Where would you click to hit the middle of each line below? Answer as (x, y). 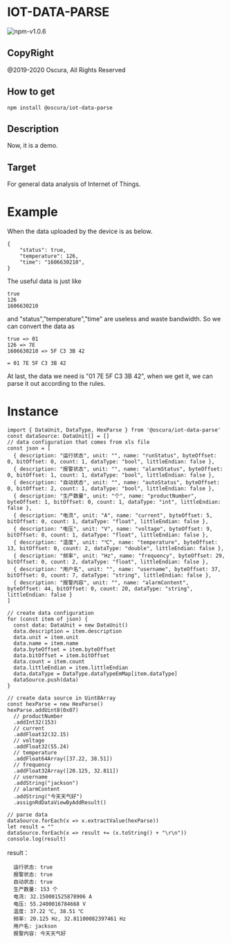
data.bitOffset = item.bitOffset (62, 656)
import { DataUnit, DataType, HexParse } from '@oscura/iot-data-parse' (114, 430)
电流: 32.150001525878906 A (53, 897)
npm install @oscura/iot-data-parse (60, 108)
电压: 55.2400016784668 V (50, 904)
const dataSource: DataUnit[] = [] (58, 436)
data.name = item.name (46, 644)
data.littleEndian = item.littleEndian (71, 668)
